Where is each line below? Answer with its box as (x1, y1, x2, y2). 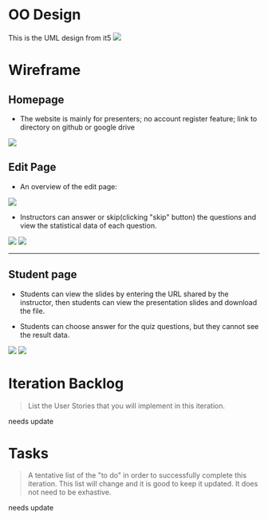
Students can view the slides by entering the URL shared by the (19, 289, 229, 299)
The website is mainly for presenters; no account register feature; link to (19, 113, 258, 123)
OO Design (8, 6, 81, 24)
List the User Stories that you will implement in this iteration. (27, 401, 226, 411)
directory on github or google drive (19, 122, 136, 132)
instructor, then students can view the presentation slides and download (19, 297, 258, 307)
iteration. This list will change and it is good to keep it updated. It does (27, 479, 258, 489)
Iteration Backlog (8, 374, 124, 392)
